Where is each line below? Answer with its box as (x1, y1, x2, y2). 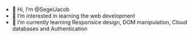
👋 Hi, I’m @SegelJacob (12, 6, 70, 13)
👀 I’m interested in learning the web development (12, 12, 135, 19)
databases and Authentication (12, 25, 88, 32)
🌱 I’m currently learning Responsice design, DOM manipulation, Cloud (12, 19, 188, 25)
